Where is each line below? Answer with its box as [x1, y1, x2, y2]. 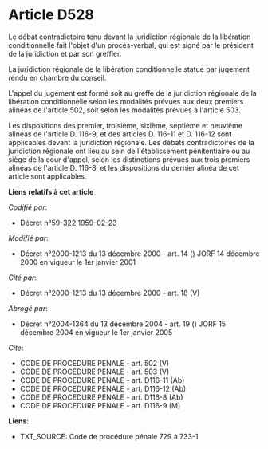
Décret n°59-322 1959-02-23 [19, 218, 117, 227]
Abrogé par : [8, 303, 48, 313]
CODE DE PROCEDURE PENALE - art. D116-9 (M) [19, 400, 181, 410]
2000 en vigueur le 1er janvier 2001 [19, 257, 136, 266]
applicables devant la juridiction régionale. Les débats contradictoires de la [8, 137, 255, 147]
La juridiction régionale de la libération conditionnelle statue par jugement [8, 64, 250, 73]
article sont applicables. [8, 171, 87, 181]
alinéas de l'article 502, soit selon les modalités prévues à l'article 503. [8, 105, 241, 115]
